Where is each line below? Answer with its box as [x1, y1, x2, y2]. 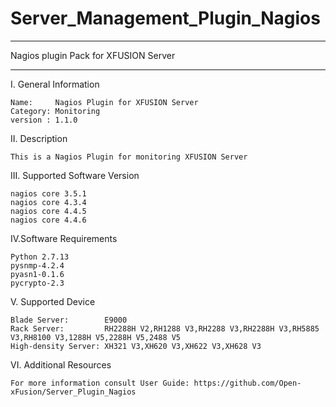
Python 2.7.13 [10, 252, 70, 262]
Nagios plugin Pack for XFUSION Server [10, 49, 176, 61]
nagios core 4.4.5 [10, 206, 87, 216]
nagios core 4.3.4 [10, 197, 87, 207]
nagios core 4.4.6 [10, 215, 87, 225]
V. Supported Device [10, 295, 96, 307]
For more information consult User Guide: [10, 378, 190, 388]
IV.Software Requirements [10, 232, 118, 244]
